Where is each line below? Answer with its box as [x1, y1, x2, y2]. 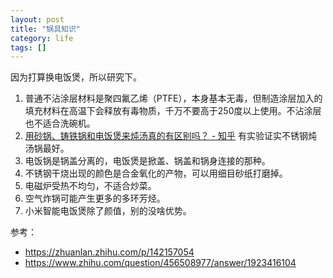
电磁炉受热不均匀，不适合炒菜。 [24, 180, 157, 192]
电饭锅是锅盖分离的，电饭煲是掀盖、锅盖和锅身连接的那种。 [24, 155, 271, 167]
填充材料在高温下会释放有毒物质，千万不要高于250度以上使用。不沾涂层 [24, 105, 322, 117]
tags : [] [10, 42, 47, 53]
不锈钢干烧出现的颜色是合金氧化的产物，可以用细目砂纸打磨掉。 [24, 167, 288, 180]
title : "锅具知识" [10, 24, 82, 34]
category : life [10, 33, 74, 43]
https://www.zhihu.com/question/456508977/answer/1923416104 [24, 257, 297, 269]
